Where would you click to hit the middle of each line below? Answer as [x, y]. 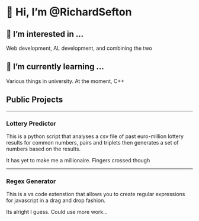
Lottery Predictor [31, 123]
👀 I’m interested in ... [45, 34]
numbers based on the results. [44, 149]
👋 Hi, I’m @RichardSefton [69, 12]
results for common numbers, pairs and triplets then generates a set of [92, 142]
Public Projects [35, 100]
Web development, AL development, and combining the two [79, 48]
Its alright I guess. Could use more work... [57, 212]
